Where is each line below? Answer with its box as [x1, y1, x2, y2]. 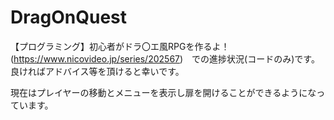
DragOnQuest [10, 6, 127, 29]
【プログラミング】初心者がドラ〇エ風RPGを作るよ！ [10, 40, 230, 52]
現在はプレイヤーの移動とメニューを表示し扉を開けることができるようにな [10, 86, 317, 98]
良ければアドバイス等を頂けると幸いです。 [10, 65, 185, 77]
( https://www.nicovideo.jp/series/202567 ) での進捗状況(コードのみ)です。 [10, 52, 320, 65]
